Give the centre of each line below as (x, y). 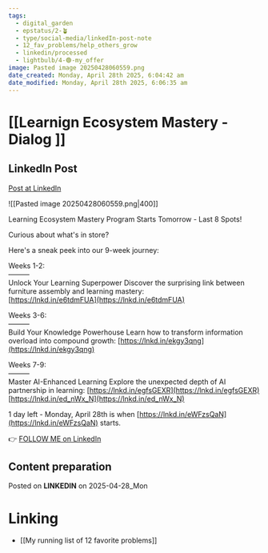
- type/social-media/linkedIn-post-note (84, 38)
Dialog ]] (37, 139)
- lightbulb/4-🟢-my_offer (60, 61)
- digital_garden (44, 23)
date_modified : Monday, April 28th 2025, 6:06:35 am (98, 82)
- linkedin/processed (52, 53)
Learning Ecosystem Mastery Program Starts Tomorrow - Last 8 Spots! (125, 219)
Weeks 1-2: (27, 266)
